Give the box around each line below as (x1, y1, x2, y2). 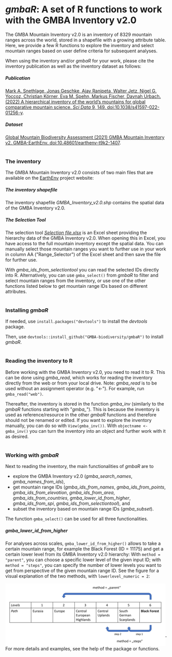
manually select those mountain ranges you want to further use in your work (5, 246, 166, 252)
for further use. (5, 257, 37, 263)
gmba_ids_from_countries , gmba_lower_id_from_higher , (12, 495, 131, 501)
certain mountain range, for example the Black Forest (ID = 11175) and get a (5, 545, 164, 552)
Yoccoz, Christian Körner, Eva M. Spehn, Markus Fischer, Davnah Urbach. (5, 93, 161, 99)
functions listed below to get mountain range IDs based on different (5, 283, 148, 289)
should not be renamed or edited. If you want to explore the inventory (5, 417, 152, 423)
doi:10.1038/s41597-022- (107, 104, 160, 110)
